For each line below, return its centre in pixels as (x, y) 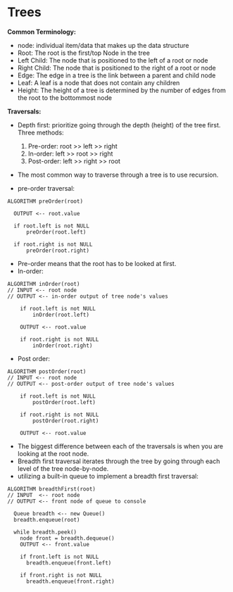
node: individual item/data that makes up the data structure (103, 45)
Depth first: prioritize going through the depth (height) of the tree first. (119, 125)
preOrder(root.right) (58, 251)
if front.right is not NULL (61, 575)
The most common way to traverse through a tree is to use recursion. (118, 175)
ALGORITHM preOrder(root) (45, 201)
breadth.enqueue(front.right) (70, 581)
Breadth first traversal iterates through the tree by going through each (119, 461)
